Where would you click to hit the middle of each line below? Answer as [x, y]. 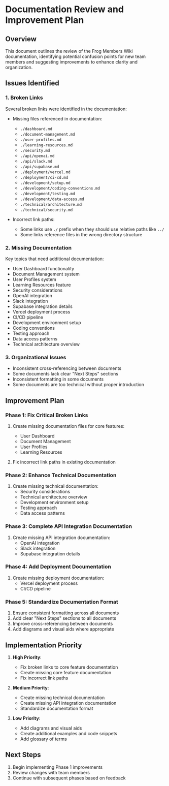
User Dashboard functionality [43, 268]
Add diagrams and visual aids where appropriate [63, 629]
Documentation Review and [65, 9]
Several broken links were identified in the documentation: [66, 109]
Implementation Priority [44, 645]
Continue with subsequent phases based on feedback [69, 778]
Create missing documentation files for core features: [69, 426]
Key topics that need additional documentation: [55, 259]
